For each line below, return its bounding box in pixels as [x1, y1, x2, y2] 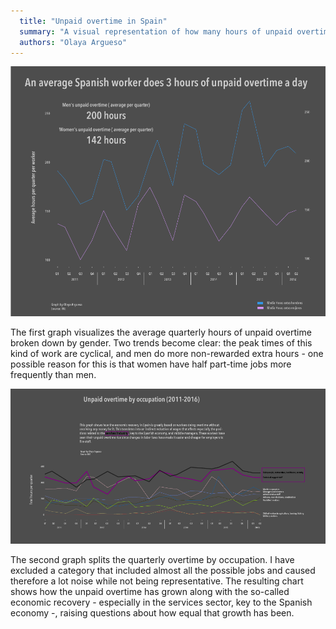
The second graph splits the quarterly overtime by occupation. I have [10, 554, 295, 566]
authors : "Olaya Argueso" [19, 37, 128, 47]
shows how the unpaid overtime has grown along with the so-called [10, 586, 290, 598]
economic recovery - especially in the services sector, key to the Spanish [10, 596, 313, 609]
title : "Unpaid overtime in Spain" [19, 16, 168, 26]
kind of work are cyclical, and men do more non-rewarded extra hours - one [10, 347, 324, 359]
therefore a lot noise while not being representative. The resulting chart [10, 575, 304, 587]
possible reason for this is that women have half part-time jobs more [10, 358, 292, 370]
